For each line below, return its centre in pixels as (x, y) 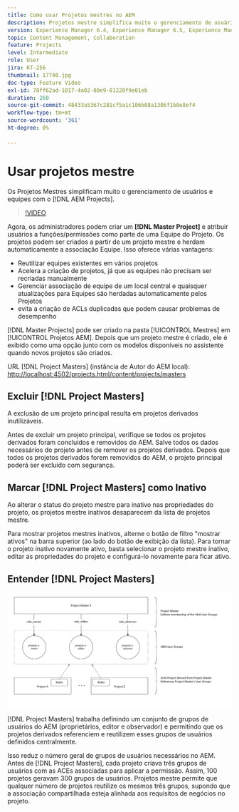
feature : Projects (34, 45)
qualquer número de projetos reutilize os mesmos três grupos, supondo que (119, 786)
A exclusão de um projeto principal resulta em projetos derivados (103, 413)
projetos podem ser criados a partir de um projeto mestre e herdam (106, 242)
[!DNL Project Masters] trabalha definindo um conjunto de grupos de (108, 719)
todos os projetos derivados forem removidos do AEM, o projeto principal (115, 458)
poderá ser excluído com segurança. (61, 465)
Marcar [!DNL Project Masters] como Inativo (107, 487)
